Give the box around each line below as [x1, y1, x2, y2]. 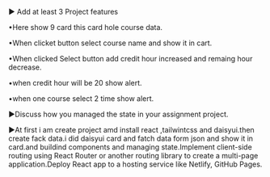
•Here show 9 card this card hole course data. [8, 23, 163, 32]
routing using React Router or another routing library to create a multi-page [8, 151, 259, 160]
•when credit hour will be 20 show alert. [8, 78, 143, 87]
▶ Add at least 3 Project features [8, 7, 119, 16]
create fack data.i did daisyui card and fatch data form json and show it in [8, 133, 253, 143]
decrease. [8, 62, 42, 72]
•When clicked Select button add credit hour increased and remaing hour [8, 54, 253, 63]
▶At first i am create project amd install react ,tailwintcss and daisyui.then [8, 125, 255, 134]
